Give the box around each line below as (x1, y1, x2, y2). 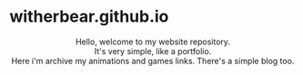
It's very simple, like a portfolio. (94, 45, 212, 56)
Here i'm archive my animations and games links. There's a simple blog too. (11, 55, 295, 66)
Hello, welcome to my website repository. (76, 36, 230, 47)
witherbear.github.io (9, 6, 169, 27)
